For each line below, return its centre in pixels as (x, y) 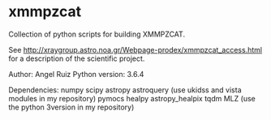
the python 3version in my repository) (71, 107)
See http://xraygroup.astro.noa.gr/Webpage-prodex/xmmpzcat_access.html (135, 49)
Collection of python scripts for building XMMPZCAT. (97, 34)
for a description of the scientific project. (77, 58)
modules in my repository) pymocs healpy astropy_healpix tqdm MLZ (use (132, 98)
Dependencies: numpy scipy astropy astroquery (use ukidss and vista (125, 90)
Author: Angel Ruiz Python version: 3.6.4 (76, 74)
